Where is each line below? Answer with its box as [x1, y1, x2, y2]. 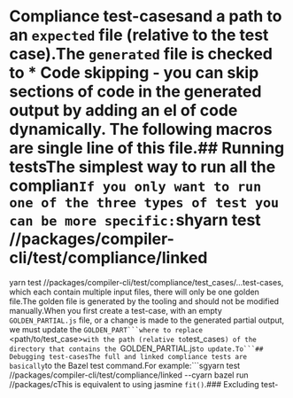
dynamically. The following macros [9, 120, 273, 139]
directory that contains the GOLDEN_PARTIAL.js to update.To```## [9, 343, 264, 354]
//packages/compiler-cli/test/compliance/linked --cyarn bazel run [9, 370, 249, 380]
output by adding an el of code [9, 100, 238, 121]
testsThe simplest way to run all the [9, 157, 276, 177]
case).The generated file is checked [9, 44, 273, 64]
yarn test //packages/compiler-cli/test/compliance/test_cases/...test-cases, [9, 277, 284, 287]
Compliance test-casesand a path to [9, 6, 282, 27]
